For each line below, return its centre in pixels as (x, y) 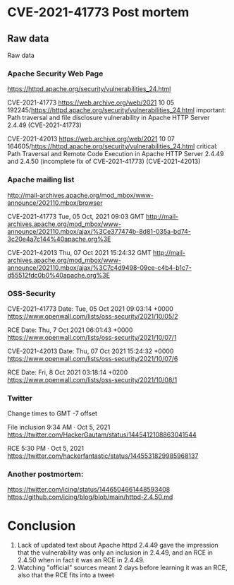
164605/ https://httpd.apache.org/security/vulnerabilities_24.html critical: (113, 146)
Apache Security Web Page (55, 73)
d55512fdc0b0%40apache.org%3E (59, 275)
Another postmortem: (45, 474)
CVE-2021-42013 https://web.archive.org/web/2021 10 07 (91, 139)
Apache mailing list (41, 179)
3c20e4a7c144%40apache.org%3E (59, 239)
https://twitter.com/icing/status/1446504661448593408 (89, 490)
